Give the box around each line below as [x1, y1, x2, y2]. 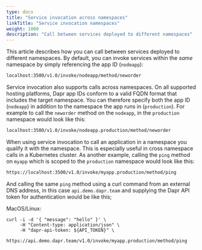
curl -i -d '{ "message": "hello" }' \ [6, 216, 107, 223]
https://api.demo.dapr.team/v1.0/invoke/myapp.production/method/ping [6, 237, 188, 244]
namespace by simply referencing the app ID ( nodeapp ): [6, 61, 144, 68]
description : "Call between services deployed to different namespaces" [6, 31, 193, 38]
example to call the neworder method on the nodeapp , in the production [6, 110, 180, 116]
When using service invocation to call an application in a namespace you [6, 138, 187, 145]
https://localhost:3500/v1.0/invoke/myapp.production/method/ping [6, 169, 177, 176]
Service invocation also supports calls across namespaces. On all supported [6, 84, 196, 91]
